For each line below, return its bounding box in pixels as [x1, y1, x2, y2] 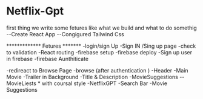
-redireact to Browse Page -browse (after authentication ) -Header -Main [6, 66, 189, 74]
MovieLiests [6, 80, 36, 87]
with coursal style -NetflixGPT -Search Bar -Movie [41, 80, 168, 87]
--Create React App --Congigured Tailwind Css [6, 30, 124, 37]
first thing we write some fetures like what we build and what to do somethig [6, 24, 197, 31]
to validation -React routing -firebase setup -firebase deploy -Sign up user [6, 48, 193, 56]
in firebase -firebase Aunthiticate [6, 55, 89, 62]
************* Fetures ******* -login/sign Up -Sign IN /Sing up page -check [6, 42, 196, 49]
